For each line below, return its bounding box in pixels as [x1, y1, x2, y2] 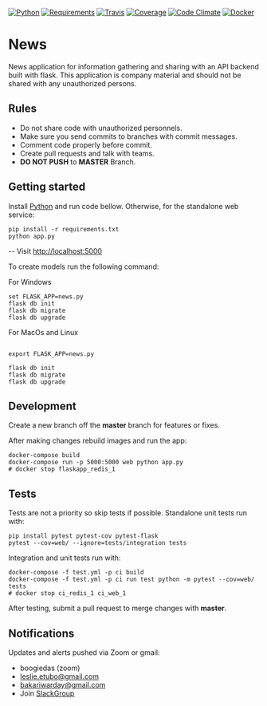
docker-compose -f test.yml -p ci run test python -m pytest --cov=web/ [8, 575, 255, 584]
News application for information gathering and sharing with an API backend [8, 61, 259, 71]
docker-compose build [8, 452, 80, 459]
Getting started [8, 180, 86, 194]
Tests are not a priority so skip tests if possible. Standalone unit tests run [8, 508, 248, 518]
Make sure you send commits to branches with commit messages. [19, 132, 238, 141]
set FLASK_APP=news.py [8, 292, 84, 301]
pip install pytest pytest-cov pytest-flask [8, 532, 159, 540]
